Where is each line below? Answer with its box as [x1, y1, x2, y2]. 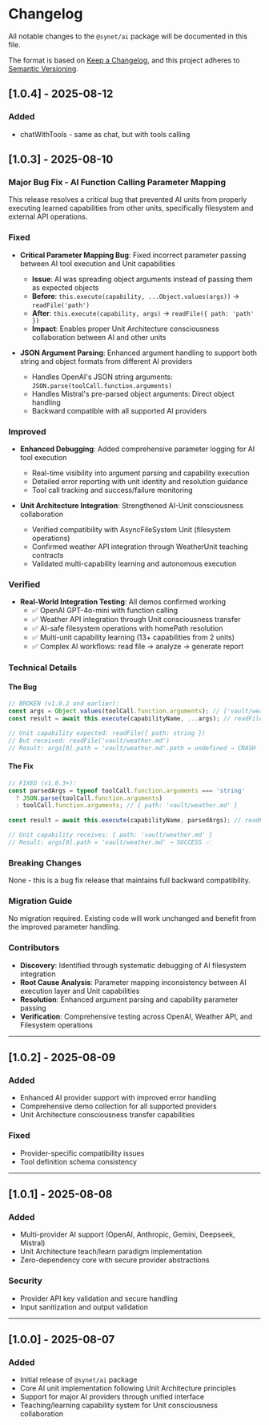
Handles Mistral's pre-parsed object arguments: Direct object [31, 389, 235, 398]
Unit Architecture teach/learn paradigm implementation [19, 1247, 203, 1257]
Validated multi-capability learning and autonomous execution [31, 559, 237, 568]
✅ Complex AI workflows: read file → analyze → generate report [31, 642, 244, 652]
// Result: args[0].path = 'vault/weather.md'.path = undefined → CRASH [8, 744, 256, 752]
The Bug [8, 682, 38, 692]
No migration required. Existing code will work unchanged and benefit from [8, 914, 256, 923]
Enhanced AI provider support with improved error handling [19, 1093, 217, 1103]
